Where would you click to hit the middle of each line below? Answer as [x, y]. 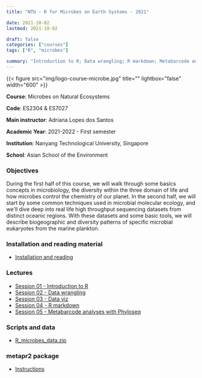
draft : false [23, 39]
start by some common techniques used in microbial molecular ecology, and [101, 203]
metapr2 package [33, 356]
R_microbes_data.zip [41, 341]
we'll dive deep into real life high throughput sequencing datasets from [94, 209]
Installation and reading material [55, 244]
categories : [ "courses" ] [37, 45]
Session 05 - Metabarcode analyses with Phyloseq [78, 312]
